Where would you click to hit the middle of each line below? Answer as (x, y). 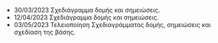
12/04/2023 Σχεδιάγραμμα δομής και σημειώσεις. (86, 17)
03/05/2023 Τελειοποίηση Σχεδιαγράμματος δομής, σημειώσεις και (112, 25)
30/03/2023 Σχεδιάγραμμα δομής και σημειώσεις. (87, 10)
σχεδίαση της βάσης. (45, 32)
